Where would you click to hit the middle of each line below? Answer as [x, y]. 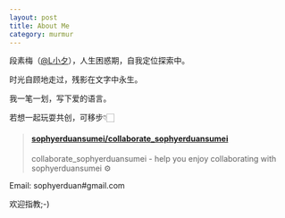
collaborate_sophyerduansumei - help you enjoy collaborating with [154, 158]
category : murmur [42, 34]
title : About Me [39, 26]
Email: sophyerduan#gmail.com [67, 185]
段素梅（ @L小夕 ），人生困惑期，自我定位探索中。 [100, 61]
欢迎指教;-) [29, 204]
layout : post [34, 17]
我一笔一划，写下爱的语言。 [60, 98]
